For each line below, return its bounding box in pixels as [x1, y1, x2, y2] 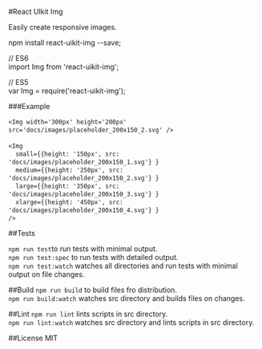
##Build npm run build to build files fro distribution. [8, 285, 178, 294]
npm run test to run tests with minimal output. [8, 244, 158, 254]
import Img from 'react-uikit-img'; [8, 62, 119, 71]
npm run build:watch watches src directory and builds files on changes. [8, 294, 245, 303]
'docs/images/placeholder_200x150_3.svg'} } [8, 190, 159, 198]
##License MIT [8, 333, 58, 343]
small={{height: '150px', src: [15, 150, 120, 158]
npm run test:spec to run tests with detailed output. [8, 253, 179, 262]
